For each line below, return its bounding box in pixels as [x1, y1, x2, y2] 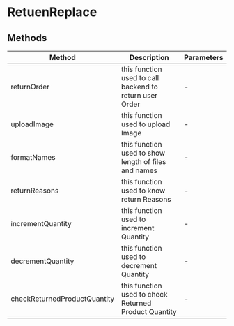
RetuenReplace [7, 4, 97, 20]
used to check [120, 290, 168, 299]
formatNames [10, 153, 56, 162]
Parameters [184, 53, 224, 62]
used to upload [120, 119, 171, 129]
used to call [120, 73, 159, 82]
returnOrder [10, 82, 50, 91]
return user [120, 91, 158, 100]
